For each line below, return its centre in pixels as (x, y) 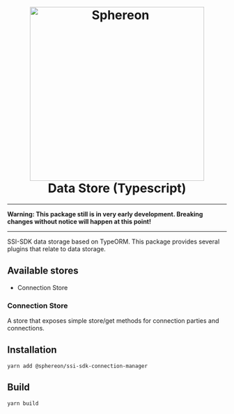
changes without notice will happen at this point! (79, 221)
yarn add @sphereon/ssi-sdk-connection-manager (78, 366)
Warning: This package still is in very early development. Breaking (105, 214)
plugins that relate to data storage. (56, 248)
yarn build (23, 403)
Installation (32, 350)
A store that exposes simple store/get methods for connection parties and (113, 321)
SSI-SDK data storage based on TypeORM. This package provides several (114, 241)
